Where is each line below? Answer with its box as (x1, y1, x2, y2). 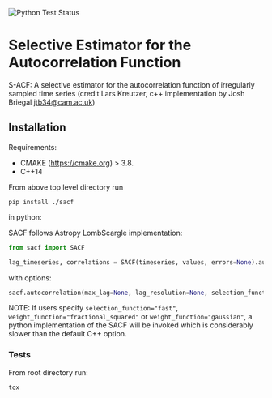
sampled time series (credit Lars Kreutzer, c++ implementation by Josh (8, 88, 245, 98)
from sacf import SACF (8, 243, 85, 251)
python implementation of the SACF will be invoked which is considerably (8, 320, 253, 330)
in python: (8, 212, 42, 222)
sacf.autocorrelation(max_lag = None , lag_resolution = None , (8, 289, 208, 297)
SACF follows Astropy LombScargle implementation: (8, 228, 183, 238)
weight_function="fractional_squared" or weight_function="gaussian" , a (8, 312, 253, 322)
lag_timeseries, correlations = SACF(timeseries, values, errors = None (8, 258, 252, 267)
